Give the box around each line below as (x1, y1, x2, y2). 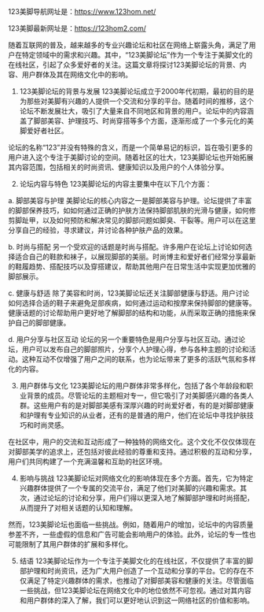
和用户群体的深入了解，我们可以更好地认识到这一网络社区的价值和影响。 (19, 595, 254, 605)
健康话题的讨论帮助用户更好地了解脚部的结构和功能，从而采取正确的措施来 (8, 308, 249, 317)
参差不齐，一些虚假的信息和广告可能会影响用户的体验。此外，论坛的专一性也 (8, 530, 256, 539)
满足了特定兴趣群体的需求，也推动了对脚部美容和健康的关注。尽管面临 (26, 576, 254, 585)
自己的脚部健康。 (14, 318, 71, 327)
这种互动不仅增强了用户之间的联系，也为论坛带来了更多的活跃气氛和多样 (21, 354, 256, 364)
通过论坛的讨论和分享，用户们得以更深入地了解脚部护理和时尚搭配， (33, 493, 254, 503)
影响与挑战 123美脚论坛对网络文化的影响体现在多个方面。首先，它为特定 (19, 473, 254, 483)
